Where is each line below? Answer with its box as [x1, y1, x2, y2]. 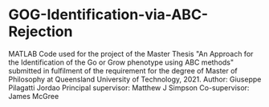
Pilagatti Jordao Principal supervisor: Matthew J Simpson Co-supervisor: [8, 82, 250, 93]
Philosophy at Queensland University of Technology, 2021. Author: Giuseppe [8, 74, 262, 84]
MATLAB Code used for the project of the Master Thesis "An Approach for [8, 49, 254, 58]
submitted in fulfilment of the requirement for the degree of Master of [8, 65, 238, 75]
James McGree [8, 91, 59, 101]
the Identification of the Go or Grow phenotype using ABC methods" [8, 57, 234, 67]
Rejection [8, 22, 73, 41]
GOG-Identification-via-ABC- [8, 6, 209, 24]
